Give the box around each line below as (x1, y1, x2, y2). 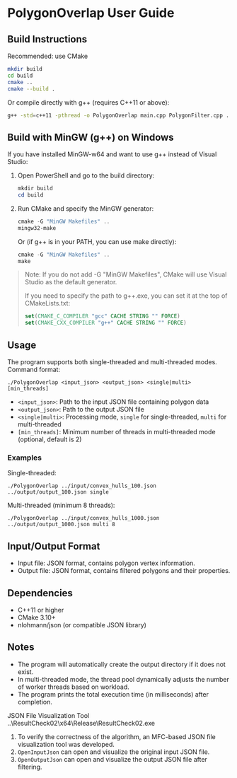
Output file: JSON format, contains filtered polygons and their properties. (17, 567, 231, 575)
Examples (7, 453, 42, 463)
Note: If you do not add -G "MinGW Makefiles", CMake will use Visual (24, 270, 227, 279)
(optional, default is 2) (17, 435, 82, 443)
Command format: (7, 366, 61, 373)
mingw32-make (17, 224, 57, 231)
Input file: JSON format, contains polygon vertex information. (17, 559, 196, 567)
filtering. (17, 762, 42, 771)
